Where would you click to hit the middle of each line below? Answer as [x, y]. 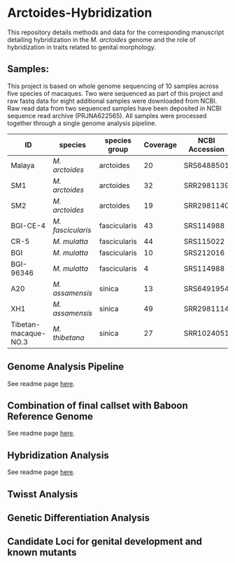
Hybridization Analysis [58, 455]
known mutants [42, 553]
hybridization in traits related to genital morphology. [81, 47]
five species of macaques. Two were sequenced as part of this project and [115, 93]
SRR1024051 [206, 333]
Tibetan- [26, 325]
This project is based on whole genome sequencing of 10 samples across [113, 86]
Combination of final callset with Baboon [98, 405]
